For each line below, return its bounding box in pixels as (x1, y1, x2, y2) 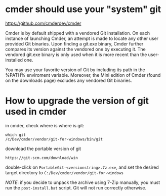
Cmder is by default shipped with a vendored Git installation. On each (5, 30, 150, 36)
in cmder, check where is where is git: (5, 122, 85, 128)
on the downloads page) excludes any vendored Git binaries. (5, 77, 133, 83)
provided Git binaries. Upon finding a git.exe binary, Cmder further (5, 40, 144, 46)
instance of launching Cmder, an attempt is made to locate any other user (5, 35, 158, 41)
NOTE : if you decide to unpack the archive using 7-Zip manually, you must (5, 179, 160, 185)
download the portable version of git (5, 145, 81, 152)
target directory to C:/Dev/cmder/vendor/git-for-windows (5, 169, 124, 175)
